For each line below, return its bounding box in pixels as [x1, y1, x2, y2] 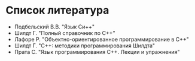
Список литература [5, 4, 109, 17]
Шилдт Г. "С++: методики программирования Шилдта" [14, 42, 156, 49]
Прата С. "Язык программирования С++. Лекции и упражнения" [14, 48, 180, 55]
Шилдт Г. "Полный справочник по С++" [14, 29, 115, 36]
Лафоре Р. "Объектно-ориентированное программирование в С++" [14, 36, 190, 43]
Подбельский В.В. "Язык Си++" [14, 23, 95, 30]
